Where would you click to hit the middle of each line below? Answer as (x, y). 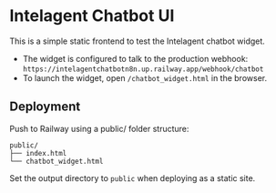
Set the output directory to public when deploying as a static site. (133, 178)
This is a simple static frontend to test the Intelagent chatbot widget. (138, 41)
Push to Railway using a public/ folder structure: (99, 128)
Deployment (45, 107)
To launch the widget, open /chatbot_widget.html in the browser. (144, 77)
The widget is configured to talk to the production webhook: (135, 58)
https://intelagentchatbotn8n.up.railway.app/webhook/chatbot (143, 69)
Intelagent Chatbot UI (92, 16)
